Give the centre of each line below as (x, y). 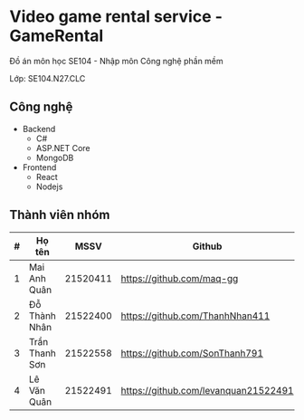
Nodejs (49, 186)
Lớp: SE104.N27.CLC (47, 78)
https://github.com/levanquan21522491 (207, 390)
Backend (39, 129)
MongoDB (55, 157)
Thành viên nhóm (60, 215)
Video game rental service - (116, 17)
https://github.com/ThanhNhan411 (195, 316)
